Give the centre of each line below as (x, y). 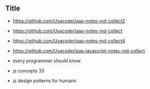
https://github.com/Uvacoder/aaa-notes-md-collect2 (69, 21)
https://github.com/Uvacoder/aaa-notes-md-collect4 (69, 41)
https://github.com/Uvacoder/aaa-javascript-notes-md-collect (79, 50)
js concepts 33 (29, 70)
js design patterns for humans (44, 81)
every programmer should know (47, 61)
